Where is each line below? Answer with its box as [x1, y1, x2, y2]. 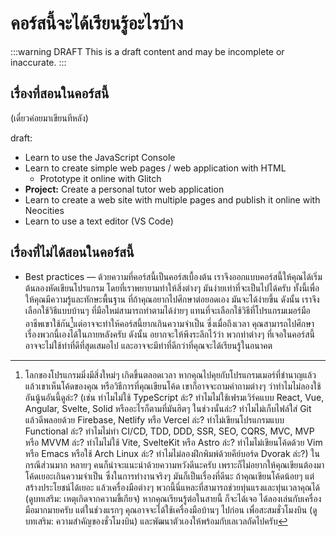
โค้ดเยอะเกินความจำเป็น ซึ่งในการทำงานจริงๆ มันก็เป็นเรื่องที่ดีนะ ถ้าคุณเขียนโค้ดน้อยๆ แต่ [24, 470, 315, 482]
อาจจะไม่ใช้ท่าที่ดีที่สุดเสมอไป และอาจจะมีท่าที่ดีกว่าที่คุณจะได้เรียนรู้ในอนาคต [24, 340, 273, 352]
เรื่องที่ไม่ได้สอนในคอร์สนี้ [10, 244, 135, 261]
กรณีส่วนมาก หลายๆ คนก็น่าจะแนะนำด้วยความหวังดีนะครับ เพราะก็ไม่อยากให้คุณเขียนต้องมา [24, 459, 325, 471]
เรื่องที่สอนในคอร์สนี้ [10, 85, 110, 102]
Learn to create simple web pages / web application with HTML [24, 162, 287, 174]
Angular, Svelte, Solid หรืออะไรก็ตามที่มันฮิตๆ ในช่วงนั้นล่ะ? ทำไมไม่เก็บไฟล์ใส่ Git [24, 403, 312, 415]
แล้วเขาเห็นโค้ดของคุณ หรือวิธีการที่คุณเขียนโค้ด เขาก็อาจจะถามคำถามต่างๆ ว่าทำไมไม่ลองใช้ [24, 380, 322, 392]
